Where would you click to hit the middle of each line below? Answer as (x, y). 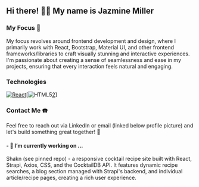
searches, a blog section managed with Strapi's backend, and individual (94, 172)
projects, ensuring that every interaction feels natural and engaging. (89, 66)
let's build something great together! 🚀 (53, 132)
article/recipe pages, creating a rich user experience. (71, 178)
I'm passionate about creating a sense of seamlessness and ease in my (94, 60)
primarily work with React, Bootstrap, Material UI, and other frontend (90, 47)
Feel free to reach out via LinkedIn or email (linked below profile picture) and (100, 126)
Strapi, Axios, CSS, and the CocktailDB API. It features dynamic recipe (92, 165)
